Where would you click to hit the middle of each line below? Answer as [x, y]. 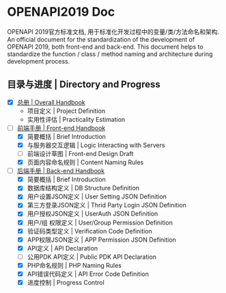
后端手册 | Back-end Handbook [60, 171]
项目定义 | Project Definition [66, 111]
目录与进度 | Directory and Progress [84, 85]
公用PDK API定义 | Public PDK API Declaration [92, 257]
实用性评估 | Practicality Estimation [76, 119]
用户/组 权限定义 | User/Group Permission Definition [100, 222]
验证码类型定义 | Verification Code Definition [89, 231]
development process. [39, 61]
